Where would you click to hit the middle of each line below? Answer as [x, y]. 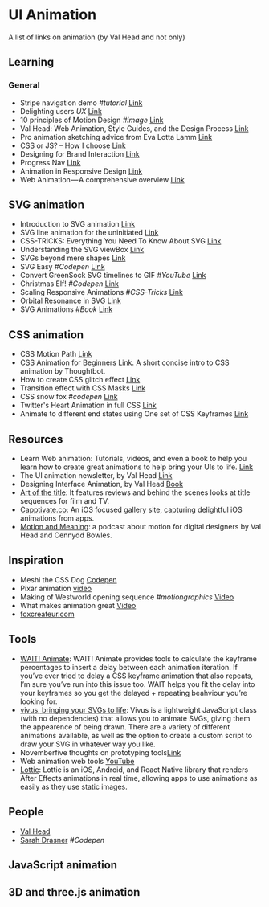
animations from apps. [57, 518]
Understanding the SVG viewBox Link [82, 250]
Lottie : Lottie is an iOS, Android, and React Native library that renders [134, 770]
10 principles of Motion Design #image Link [92, 120]
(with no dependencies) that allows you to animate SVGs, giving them [135, 718]
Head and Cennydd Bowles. [66, 535]
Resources [36, 439]
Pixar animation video [56, 588]
